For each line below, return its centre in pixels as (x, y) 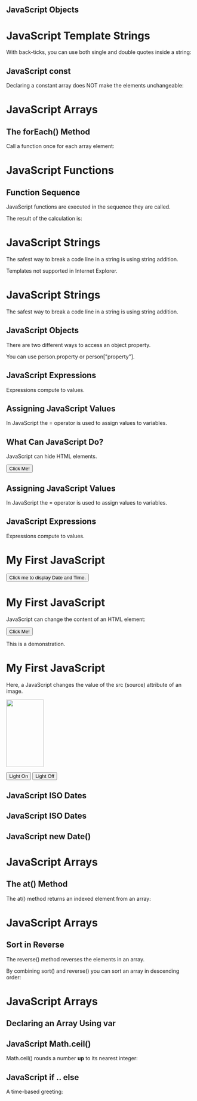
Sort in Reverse (35, 945)
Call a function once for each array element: (60, 146)
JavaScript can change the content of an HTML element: (76, 619)
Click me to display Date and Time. (48, 577)
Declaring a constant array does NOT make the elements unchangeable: (95, 86)
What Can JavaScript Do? (55, 442)
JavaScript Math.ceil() (49, 1044)
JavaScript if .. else (43, 1077)
